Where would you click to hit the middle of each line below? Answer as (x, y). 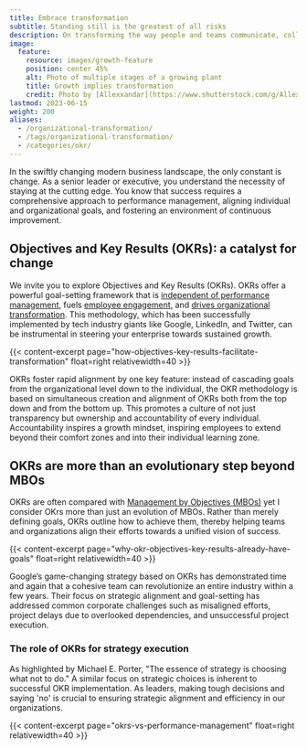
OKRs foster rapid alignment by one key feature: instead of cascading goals (152, 379)
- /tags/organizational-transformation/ (95, 137)
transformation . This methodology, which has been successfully (130, 314)
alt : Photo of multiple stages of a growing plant (124, 78)
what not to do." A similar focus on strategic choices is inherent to (133, 679)
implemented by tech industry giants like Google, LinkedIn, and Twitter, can (151, 324)
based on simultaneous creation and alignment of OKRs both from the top (148, 398)
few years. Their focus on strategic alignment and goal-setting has (135, 596)
